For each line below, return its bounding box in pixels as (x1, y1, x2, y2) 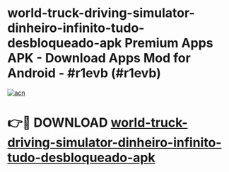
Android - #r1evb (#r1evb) (7, 65, 161, 81)
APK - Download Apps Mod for (7, 50, 191, 67)
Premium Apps (124, 35, 213, 51)
